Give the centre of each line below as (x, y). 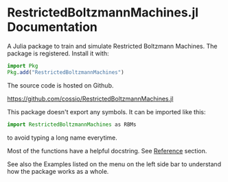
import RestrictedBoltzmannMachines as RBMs (72, 125)
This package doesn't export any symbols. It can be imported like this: (106, 112)
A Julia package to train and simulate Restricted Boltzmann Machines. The (112, 46)
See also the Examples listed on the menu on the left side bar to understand (114, 164)
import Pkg (23, 66)
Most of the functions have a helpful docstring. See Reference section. (107, 151)
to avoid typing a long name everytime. (62, 138)
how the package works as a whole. (58, 171)
